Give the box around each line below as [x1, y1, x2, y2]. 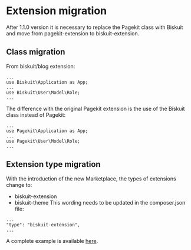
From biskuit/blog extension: [6, 63, 75, 70]
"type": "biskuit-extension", [6, 222, 81, 228]
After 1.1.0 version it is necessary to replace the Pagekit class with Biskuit [6, 24, 183, 31]
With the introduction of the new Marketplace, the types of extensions [6, 175, 176, 182]
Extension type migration [6, 159, 101, 169]
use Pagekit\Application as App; [6, 128, 88, 134]
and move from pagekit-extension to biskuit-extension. [6, 29, 140, 37]
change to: [6, 181, 32, 188]
